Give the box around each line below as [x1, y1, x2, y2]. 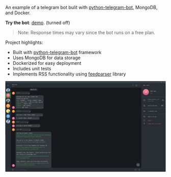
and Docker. [5, 10, 31, 16]
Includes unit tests [12, 66, 51, 71]
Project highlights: [5, 39, 43, 45]
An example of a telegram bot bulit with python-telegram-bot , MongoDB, [5, 5, 158, 10]
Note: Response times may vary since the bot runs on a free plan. [17, 30, 155, 35]
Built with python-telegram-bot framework [12, 49, 102, 55]
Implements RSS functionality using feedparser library [12, 71, 126, 77]
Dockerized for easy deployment [12, 60, 81, 66]
